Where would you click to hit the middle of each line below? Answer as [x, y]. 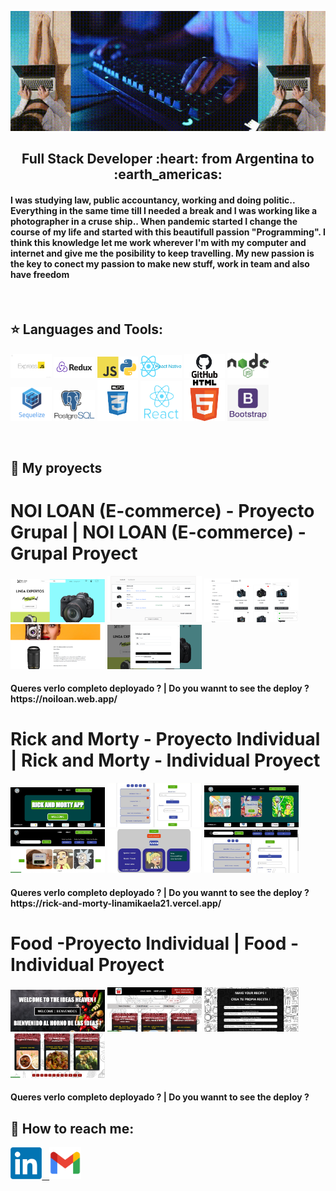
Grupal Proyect [74, 553]
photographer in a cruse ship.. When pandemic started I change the [154, 221]
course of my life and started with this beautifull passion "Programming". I [168, 232]
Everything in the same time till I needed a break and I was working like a [164, 210]
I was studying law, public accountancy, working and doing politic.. [153, 200]
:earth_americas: [168, 174]
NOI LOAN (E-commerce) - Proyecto [162, 511]
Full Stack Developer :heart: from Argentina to [168, 159]
